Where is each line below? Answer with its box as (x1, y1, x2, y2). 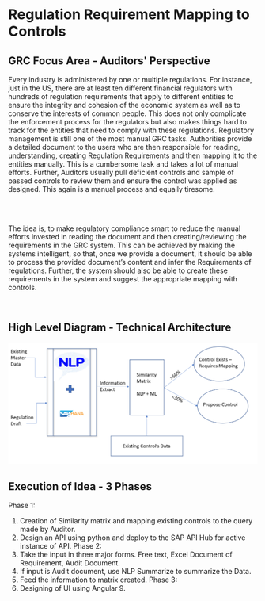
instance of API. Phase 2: (19, 542, 102, 551)
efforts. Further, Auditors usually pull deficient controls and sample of (8, 168, 235, 177)
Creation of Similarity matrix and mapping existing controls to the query (19, 516, 253, 526)
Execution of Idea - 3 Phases (8, 480, 153, 493)
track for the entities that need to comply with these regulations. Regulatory (8, 125, 255, 135)
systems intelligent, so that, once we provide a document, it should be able (8, 249, 252, 258)
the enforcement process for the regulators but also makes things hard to (8, 117, 248, 126)
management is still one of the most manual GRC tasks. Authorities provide (8, 134, 252, 144)
